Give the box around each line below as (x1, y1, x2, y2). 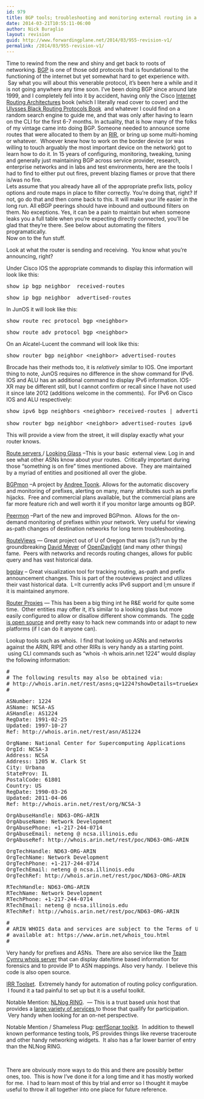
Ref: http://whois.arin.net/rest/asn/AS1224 (6, 728, 141, 735)
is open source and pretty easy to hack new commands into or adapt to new (6, 618, 197, 626)
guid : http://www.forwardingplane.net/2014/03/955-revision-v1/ (6, 37, 172, 43)
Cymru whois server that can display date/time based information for (6, 955, 179, 963)
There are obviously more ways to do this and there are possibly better (6, 1066, 184, 1073)
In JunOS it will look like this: (6, 305, 78, 313)
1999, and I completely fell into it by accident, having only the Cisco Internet (6, 92, 196, 99)
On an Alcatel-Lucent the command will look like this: (6, 340, 140, 347)
